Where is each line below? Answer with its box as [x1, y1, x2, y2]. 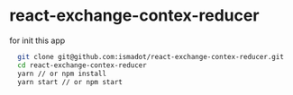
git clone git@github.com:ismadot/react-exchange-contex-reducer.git [17, 52, 284, 61]
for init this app [9, 35, 66, 46]
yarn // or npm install [17, 69, 106, 78]
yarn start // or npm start [17, 77, 124, 86]
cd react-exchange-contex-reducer [17, 60, 147, 70]
